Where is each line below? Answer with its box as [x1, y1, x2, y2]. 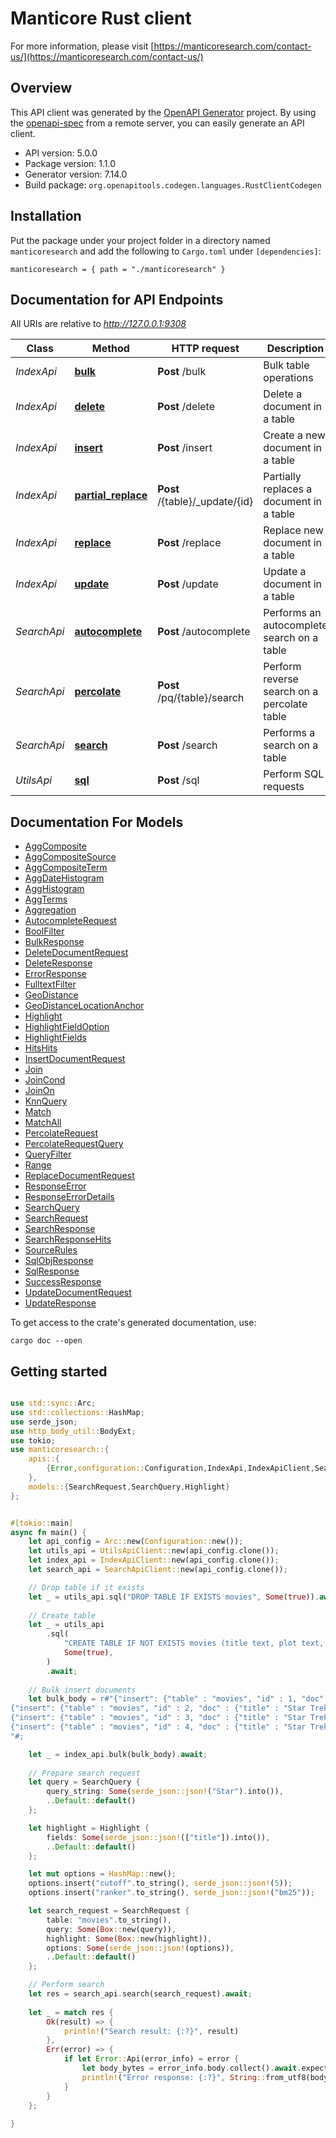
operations [263, 371, 314, 385]
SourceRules [24, 1244, 78, 1256]
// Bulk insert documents [28, 1685, 137, 1695]
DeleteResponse [24, 957, 93, 969]
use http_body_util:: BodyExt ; [10, 1426, 137, 1436]
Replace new [263, 523, 324, 537]
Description [266, 342, 325, 356]
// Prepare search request [28, 1768, 141, 1778]
